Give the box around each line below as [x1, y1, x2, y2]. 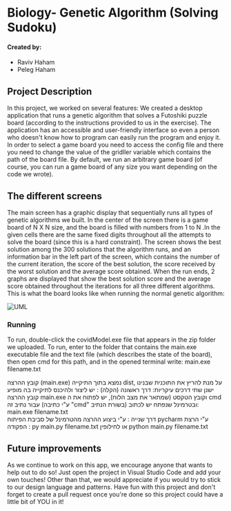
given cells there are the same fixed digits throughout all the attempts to [7, 230, 212, 239]
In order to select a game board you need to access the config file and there [7, 140, 224, 149]
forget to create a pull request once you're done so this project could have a [7, 490, 223, 499]
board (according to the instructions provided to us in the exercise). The [7, 119, 212, 127]
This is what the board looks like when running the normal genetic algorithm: [7, 289, 225, 298]
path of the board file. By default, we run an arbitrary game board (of [7, 156, 203, 164]
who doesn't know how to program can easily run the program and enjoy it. [7, 133, 221, 142]
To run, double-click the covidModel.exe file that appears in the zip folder [7, 335, 216, 344]
